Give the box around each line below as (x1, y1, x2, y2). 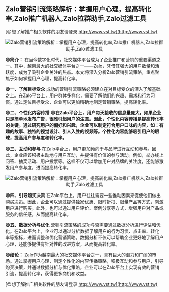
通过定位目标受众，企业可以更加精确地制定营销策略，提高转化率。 (14, 99, 151, 105)
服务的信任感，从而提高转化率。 (5, 211, 71, 217)
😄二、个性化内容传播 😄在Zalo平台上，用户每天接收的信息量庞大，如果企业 (5, 109, 162, 115)
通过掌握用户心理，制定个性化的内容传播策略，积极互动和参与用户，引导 (14, 258, 164, 264)
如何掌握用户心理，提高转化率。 (14, 75, 80, 81)
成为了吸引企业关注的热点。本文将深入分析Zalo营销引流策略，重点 (18, 69, 155, 75)
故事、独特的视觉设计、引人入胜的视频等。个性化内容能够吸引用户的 (14, 128, 155, 134)
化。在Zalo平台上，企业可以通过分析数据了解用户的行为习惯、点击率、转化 (5, 228, 160, 234)
